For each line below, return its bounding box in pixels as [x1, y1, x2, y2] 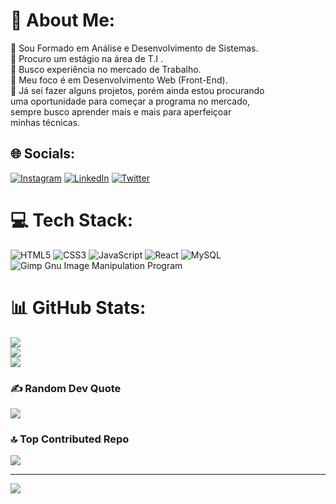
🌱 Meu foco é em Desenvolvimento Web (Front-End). [10, 74, 228, 86]
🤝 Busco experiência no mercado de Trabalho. [10, 63, 202, 75]
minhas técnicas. [10, 116, 81, 128]
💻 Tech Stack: [10, 209, 134, 231]
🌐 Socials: [10, 145, 76, 163]
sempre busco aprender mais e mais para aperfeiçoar [10, 105, 232, 118]
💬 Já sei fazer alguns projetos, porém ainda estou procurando [10, 84, 265, 96]
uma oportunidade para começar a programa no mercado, [10, 95, 251, 107]
